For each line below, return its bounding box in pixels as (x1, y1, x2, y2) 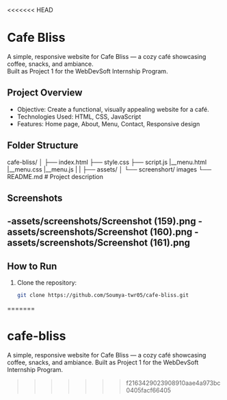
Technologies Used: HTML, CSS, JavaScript (16, 113, 142, 121)
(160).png (149, 226, 193, 238)
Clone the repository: (16, 279, 77, 287)
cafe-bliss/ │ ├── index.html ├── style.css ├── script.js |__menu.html (7, 158, 207, 166)
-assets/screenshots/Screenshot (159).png (7, 215, 196, 227)
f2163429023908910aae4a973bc (126, 379, 221, 387)
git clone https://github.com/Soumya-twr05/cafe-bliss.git (16, 292, 189, 299)
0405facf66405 (126, 386, 172, 394)
